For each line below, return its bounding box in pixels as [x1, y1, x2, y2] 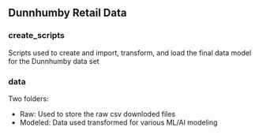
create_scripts [8, 30, 65, 41]
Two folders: [8, 94, 49, 103]
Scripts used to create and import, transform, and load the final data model [8, 47, 252, 58]
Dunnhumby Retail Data [8, 6, 127, 20]
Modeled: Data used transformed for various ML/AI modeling [19, 118, 218, 127]
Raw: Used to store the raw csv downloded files [19, 109, 176, 118]
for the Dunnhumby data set [8, 56, 100, 66]
